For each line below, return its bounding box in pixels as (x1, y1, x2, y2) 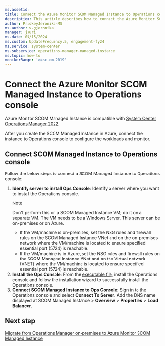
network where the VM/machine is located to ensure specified (19, 240, 146, 246)
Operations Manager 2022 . (5, 121, 60, 127)
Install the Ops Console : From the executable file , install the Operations (12, 271, 158, 277)
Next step (5, 317, 36, 325)
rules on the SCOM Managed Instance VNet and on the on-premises (19, 235, 158, 241)
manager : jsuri (5, 30, 36, 35)
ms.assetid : (5, 7, 29, 12)
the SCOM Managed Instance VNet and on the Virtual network (19, 256, 146, 261)
